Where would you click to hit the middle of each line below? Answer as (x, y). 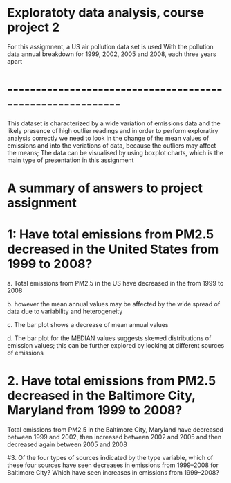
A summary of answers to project (105, 188)
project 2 (34, 27)
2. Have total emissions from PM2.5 (112, 381)
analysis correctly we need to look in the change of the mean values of (108, 138)
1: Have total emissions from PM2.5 (111, 235)
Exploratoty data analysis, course (106, 13)
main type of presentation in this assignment (71, 160)
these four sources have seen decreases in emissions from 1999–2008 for (113, 465)
